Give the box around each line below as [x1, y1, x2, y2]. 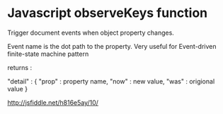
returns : [7, 63, 33, 72]
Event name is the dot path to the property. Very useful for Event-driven [7, 42, 217, 50]
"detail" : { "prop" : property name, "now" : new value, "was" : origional [7, 76, 215, 86]
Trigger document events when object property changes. [7, 28, 175, 37]
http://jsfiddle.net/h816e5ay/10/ [7, 98, 99, 107]
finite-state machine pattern [7, 50, 89, 58]
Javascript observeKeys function [7, 5, 208, 21]
